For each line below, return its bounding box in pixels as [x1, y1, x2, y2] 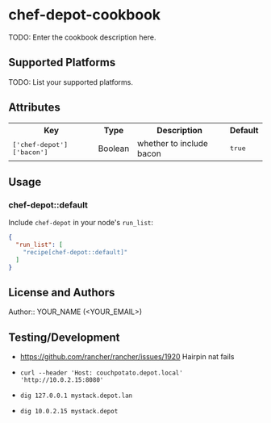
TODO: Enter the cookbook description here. [8, 32, 156, 42]
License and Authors [8, 286, 115, 299]
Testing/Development [8, 330, 120, 344]
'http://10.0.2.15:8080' [19, 376, 104, 384]
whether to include [136, 137, 208, 149]
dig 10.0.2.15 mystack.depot [19, 408, 119, 416]
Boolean [98, 143, 130, 154]
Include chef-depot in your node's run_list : [8, 218, 154, 228]
